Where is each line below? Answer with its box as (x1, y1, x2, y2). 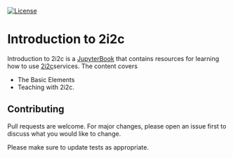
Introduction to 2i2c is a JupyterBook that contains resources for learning (7, 54, 220, 62)
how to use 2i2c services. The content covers (7, 62, 138, 70)
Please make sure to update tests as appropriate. (7, 143, 149, 151)
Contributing (7, 103, 65, 115)
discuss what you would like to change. (7, 129, 121, 138)
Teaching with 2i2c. (17, 83, 75, 91)
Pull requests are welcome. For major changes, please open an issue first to (7, 121, 227, 130)
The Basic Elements (17, 75, 75, 84)
